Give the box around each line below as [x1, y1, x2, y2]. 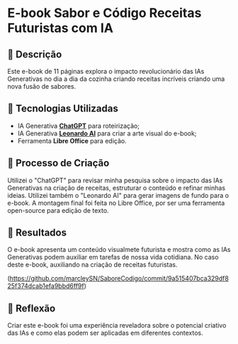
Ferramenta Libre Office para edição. [17, 136, 127, 145]
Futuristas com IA [7, 20, 113, 36]
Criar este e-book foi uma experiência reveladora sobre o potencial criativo [7, 321, 227, 330]
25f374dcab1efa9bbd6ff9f [7, 282, 84, 290]
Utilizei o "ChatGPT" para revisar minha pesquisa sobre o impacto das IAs [7, 176, 223, 184]
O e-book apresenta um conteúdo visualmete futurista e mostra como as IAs [7, 245, 231, 254]
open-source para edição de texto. [7, 206, 109, 214]
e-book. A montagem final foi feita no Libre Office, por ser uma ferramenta [7, 199, 225, 207]
